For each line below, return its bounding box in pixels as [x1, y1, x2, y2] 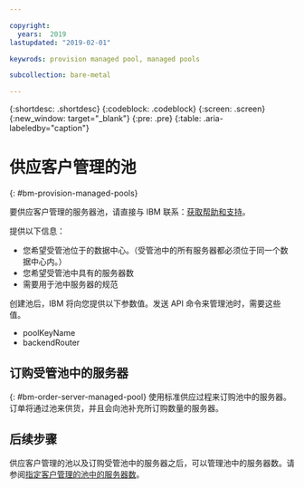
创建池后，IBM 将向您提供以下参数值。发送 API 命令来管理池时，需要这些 [9, 298, 281, 309]
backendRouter [22, 337, 81, 349]
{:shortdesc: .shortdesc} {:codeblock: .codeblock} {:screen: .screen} [9, 103, 266, 114]
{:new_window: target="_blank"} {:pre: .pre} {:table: [9, 113, 202, 124]
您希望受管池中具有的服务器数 [22, 268, 134, 279]
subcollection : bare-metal [9, 71, 111, 80]
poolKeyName [22, 328, 76, 339]
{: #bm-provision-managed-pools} [9, 187, 138, 199]
